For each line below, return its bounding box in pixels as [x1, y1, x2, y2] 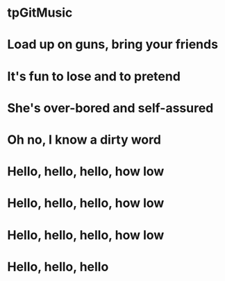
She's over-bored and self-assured [7, 100, 214, 116]
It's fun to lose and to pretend [7, 68, 181, 84]
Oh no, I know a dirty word [7, 132, 162, 147]
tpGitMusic [7, 5, 73, 21]
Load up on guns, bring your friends [7, 37, 219, 53]
